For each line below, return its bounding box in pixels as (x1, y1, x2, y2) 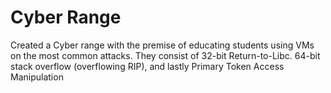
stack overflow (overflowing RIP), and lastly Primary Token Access (10, 60, 285, 72)
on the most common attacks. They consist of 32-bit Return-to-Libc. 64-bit (10, 49, 321, 61)
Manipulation (10, 71, 64, 83)
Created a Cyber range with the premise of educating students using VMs (10, 39, 315, 51)
